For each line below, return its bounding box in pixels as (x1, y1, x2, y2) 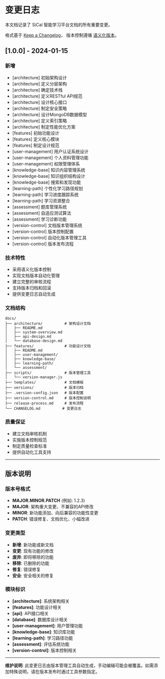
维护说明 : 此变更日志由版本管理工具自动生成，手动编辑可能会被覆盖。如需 (5, 662, 154, 668)
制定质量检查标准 (12, 443, 47, 449)
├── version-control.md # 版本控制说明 (5, 396, 91, 401)
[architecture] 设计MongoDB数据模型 (12, 111, 87, 117)
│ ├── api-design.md (5, 334, 52, 339)
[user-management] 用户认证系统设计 (12, 148, 89, 154)
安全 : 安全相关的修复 (12, 572, 54, 579)
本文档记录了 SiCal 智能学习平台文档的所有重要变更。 (5, 22, 113, 28)
